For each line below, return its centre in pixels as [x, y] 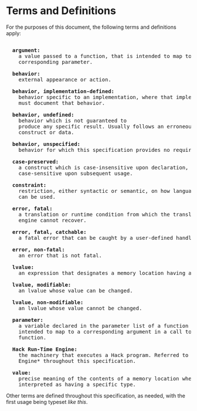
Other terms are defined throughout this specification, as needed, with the [96, 395]
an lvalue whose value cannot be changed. [80, 308]
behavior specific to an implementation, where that [96, 97]
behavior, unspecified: [46, 144]
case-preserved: [35, 162]
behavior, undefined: [43, 115]
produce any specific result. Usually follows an [91, 126]
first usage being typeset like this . [47, 402]
